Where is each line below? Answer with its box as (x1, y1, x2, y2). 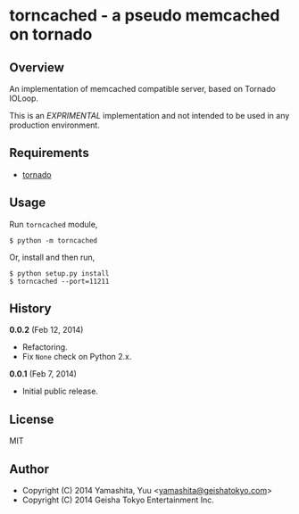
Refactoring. (21, 342, 69, 352)
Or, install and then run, (9, 252, 96, 262)
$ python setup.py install (9, 269, 110, 278)
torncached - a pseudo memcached (9, 5, 280, 26)
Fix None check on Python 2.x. (21, 352, 132, 362)
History (9, 301, 52, 317)
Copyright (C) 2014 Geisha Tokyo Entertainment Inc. (21, 494, 214, 505)
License (9, 411, 54, 427)
